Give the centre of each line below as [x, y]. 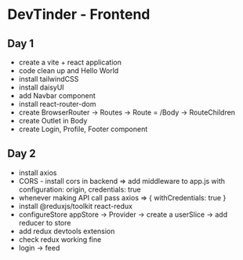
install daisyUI [41, 87]
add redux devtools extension [67, 231]
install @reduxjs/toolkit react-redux [75, 206]
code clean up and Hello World [69, 71]
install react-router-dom [57, 104]
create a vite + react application [70, 62]
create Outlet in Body [53, 121]
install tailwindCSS [49, 79]
